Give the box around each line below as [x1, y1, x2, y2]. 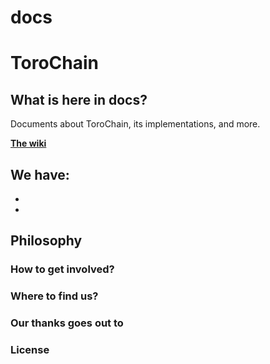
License [10, 343, 50, 357]
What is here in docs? [10, 91, 148, 108]
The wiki [10, 137, 47, 150]
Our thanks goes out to [10, 316, 124, 330]
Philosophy [10, 232, 83, 250]
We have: [10, 166, 70, 183]
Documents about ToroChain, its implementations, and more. [10, 118, 261, 130]
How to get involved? [10, 262, 115, 276]
